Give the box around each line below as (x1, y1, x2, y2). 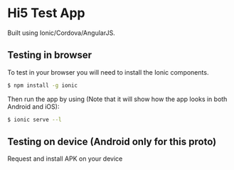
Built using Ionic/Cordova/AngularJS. (7, 28, 115, 37)
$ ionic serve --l (7, 116, 62, 123)
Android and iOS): (7, 102, 60, 111)
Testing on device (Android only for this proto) (7, 135, 217, 147)
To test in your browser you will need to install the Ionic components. (7, 68, 209, 76)
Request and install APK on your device (7, 154, 123, 163)
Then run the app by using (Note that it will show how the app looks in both (7, 95, 228, 103)
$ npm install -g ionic (7, 82, 78, 89)
